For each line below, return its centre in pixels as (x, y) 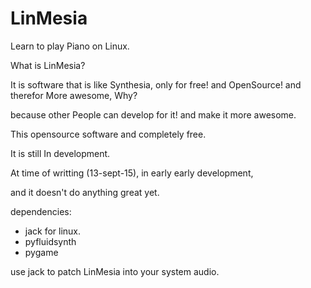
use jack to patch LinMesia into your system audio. (115, 271)
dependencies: (41, 211)
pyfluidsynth (50, 241)
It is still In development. (60, 153)
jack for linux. (53, 231)
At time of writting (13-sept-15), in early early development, (132, 173)
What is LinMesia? (48, 65)
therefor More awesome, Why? (74, 95)
